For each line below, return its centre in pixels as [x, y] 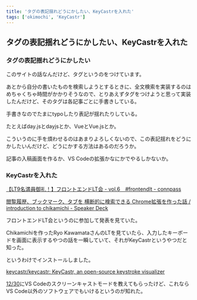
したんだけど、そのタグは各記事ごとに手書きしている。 [73, 102]
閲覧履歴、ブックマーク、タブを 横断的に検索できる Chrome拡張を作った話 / [98, 202]
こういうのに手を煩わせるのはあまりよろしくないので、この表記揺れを [91, 139]
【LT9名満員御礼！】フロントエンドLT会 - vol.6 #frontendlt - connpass [94, 189]
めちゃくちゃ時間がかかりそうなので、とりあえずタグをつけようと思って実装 [98, 94]
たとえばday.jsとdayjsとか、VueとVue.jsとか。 [63, 126]
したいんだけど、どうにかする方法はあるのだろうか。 [75, 146]
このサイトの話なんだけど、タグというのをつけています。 [75, 75]
